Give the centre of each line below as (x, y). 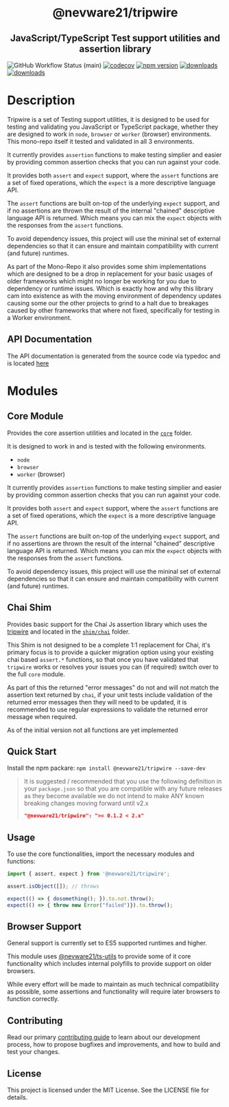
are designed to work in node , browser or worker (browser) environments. (109, 134)
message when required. (42, 716)
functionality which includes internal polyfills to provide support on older (109, 964)
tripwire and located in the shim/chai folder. (69, 632)
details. (17, 1097)
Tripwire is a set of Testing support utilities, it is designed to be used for (108, 119)
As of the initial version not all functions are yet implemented (93, 730)
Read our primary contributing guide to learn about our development (104, 1038)
